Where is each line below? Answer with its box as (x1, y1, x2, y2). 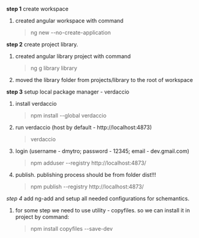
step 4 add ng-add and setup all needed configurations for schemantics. (6, 195, 190, 202)
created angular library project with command (15, 53, 131, 60)
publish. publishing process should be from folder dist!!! (15, 171, 156, 178)
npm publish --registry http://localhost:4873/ (30, 183, 144, 190)
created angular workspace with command (15, 17, 124, 24)
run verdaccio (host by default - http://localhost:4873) (15, 124, 152, 131)
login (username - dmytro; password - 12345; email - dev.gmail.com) (15, 147, 190, 155)
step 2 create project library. (6, 41, 78, 48)
